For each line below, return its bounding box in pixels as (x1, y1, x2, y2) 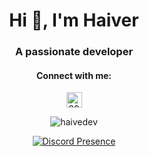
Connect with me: (35, 69, 113, 81)
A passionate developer (14, 45, 134, 59)
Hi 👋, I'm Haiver (9, 9, 139, 32)
